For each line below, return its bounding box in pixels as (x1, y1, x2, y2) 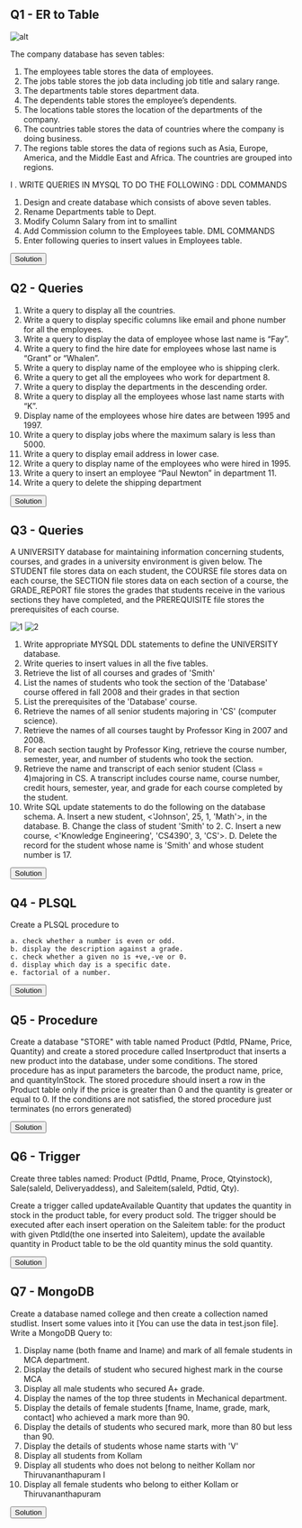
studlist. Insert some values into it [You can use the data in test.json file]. (10, 1317, 280, 1328)
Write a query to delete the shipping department (22, 477, 202, 487)
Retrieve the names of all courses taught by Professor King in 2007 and (22, 725, 289, 736)
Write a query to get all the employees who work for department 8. (22, 371, 271, 382)
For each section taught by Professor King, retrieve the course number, (22, 744, 287, 755)
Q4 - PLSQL (10, 896, 77, 911)
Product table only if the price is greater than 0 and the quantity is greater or (10, 1085, 293, 1096)
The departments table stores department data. (22, 85, 200, 95)
